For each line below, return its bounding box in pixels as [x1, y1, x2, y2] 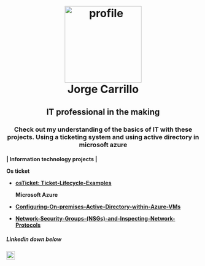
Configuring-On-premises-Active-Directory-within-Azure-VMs [15, 203, 181, 210]
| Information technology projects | [6, 156, 98, 163]
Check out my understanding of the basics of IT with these [14, 125, 193, 134]
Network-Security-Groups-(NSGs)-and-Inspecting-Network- [15, 215, 176, 222]
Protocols [15, 221, 41, 229]
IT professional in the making [46, 107, 160, 117]
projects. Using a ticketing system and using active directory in [7, 132, 199, 141]
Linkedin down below [6, 235, 62, 243]
